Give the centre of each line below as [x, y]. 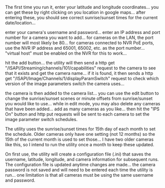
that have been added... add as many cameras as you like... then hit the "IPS [82, 109]
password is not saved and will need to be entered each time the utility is [79, 170]
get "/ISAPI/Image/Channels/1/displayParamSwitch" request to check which [82, 78]
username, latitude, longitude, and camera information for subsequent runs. [82, 159]
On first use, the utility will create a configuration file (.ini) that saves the [78, 154]
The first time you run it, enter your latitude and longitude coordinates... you [82, 7]
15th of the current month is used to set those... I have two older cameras [79, 139]
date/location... [20, 23]
